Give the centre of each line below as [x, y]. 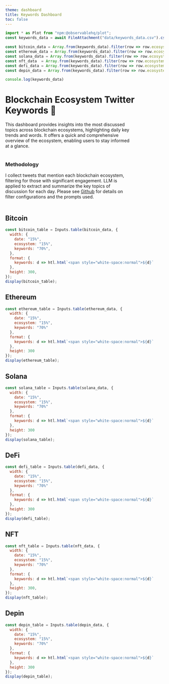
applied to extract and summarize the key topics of [58, 186]
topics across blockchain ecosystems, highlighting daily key [67, 130]
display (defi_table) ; [28, 518]
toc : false [17, 19]
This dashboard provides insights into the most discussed [65, 125]
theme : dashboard [23, 10]
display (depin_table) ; [29, 677]
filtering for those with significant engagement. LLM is [61, 181]
